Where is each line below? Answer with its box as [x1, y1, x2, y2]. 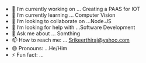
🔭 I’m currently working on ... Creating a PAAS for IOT [11, 6, 140, 12]
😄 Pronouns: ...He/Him [11, 45, 68, 51]
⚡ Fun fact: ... [11, 51, 44, 58]
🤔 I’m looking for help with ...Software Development [11, 24, 135, 31]
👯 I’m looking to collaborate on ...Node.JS [11, 18, 112, 24]
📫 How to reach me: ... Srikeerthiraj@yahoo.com [11, 36, 130, 43]
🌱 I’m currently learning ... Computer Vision [11, 12, 116, 18]
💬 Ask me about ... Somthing [11, 30, 81, 37]
